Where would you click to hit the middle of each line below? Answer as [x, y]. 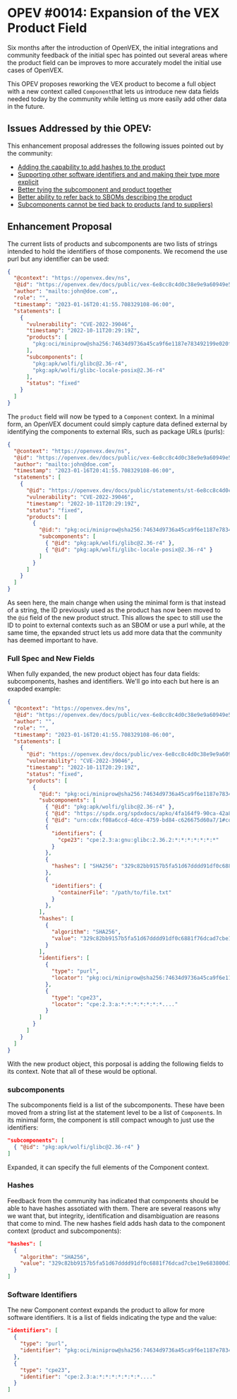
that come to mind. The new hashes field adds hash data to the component [116, 1223]
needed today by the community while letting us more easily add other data [117, 99]
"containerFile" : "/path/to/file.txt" [115, 892]
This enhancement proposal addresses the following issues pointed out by [116, 146]
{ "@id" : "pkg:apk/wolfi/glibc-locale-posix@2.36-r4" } [129, 549]
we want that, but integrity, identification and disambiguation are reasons [114, 1216]
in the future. [26, 106]
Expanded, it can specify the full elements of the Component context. [108, 1167]
